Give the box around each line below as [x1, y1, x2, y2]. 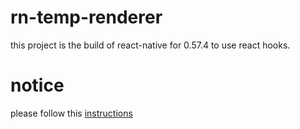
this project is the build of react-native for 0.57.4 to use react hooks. [10, 39, 291, 51]
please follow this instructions [10, 107, 133, 119]
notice [10, 74, 65, 97]
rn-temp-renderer [10, 6, 163, 29]
